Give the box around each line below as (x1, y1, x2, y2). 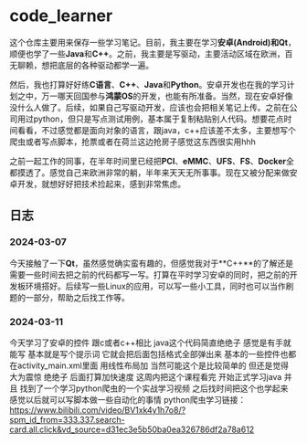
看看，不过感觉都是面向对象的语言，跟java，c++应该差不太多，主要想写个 (16, 124, 297, 135)
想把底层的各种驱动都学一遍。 (40, 59, 153, 70)
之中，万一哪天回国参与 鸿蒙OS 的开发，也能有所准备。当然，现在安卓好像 (16, 90, 293, 101)
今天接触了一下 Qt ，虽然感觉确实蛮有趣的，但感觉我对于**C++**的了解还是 (9, 258, 294, 269)
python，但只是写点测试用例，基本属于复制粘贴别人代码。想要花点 (33, 113, 284, 124)
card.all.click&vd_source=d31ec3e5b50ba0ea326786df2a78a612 (9, 424, 255, 435)
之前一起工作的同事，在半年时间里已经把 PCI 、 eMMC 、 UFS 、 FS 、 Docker (9, 155, 286, 166)
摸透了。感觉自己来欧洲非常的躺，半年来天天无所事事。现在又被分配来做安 (16, 166, 298, 178)
